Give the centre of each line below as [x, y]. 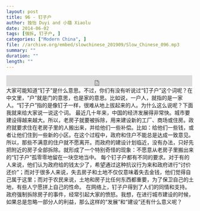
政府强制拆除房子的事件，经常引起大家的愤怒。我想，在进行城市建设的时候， [100, 194]
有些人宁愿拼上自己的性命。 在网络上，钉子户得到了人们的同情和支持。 [103, 187]
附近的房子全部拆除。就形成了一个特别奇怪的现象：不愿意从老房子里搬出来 [102, 150]
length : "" [20, 61]
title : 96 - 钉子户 [29, 17]
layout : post [22, 12]
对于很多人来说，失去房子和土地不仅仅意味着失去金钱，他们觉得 [108, 172]
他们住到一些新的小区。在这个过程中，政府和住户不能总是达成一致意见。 [105, 135]
